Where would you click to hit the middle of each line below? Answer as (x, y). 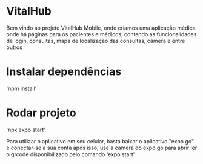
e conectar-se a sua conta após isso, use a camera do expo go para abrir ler (102, 148)
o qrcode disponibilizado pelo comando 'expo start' (71, 154)
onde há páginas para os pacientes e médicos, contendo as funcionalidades (101, 34)
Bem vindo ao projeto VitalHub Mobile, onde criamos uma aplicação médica (101, 28)
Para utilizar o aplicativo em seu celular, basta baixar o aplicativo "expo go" (100, 141)
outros (15, 47)
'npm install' (22, 88)
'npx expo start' (26, 130)
